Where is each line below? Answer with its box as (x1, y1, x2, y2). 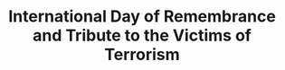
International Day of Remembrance (7, 6, 277, 27)
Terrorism (104, 45, 180, 65)
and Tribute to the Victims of (32, 25, 252, 46)
